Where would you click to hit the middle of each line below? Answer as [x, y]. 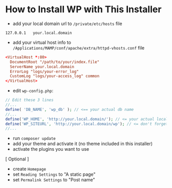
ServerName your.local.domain [42, 67]
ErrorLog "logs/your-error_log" [45, 72]
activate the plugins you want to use [51, 149]
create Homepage [29, 169]
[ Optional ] [17, 159]
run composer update [34, 138]
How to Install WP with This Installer [83, 9]
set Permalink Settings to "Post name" [54, 180]
